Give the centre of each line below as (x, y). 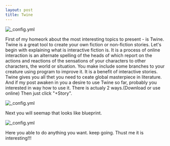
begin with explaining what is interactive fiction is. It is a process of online (83, 50)
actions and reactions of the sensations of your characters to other (76, 61)
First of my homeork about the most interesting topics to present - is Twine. (85, 39)
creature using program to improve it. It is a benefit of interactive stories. (82, 71)
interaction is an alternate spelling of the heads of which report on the (79, 55)
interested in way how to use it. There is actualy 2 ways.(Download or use (83, 87)
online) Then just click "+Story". (39, 93)
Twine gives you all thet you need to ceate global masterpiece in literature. (83, 77)
